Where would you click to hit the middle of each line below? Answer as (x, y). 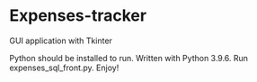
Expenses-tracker (78, 16)
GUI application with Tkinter (61, 41)
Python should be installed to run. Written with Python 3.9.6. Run (129, 58)
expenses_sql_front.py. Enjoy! (64, 68)
